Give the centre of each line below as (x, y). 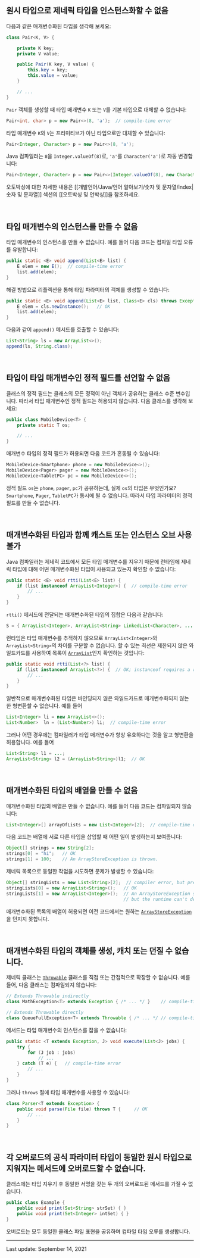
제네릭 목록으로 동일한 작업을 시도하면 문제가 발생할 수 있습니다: (80, 872)
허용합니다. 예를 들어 (30, 742)
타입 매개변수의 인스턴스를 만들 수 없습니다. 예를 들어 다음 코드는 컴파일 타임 (94, 242)
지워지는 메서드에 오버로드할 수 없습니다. (76, 1168)
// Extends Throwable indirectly (48, 996)
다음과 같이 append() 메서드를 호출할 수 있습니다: (63, 330)
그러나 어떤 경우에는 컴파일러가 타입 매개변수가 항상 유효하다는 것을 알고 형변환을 (100, 735)
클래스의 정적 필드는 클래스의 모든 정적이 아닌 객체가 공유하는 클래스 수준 (90, 393)
